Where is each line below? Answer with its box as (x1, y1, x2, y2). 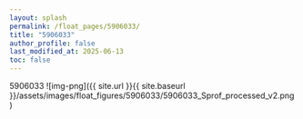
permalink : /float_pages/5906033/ (9, 22, 141, 31)
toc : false (9, 55, 51, 64)
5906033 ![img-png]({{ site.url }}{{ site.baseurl (9, 81, 186, 91)
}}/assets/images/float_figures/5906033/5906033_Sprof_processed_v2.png (9, 90, 295, 101)
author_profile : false (9, 38, 96, 48)
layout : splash (9, 13, 67, 23)
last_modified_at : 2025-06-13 (9, 47, 125, 56)
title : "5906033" (9, 30, 76, 39)
